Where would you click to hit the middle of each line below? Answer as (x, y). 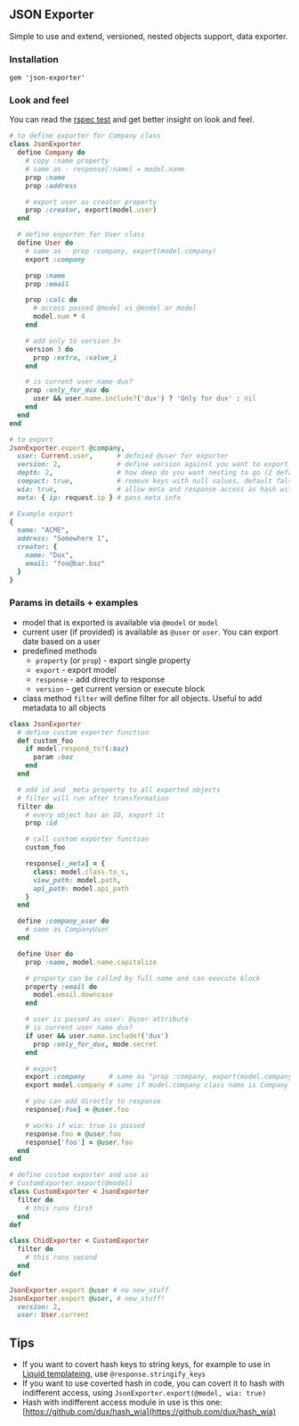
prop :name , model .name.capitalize (91, 962)
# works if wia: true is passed (85, 1125)
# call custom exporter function (87, 839)
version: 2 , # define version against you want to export (153, 464)
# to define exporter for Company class (85, 136)
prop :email (47, 284)
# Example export (41, 514)
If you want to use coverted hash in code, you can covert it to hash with (153, 1383)
